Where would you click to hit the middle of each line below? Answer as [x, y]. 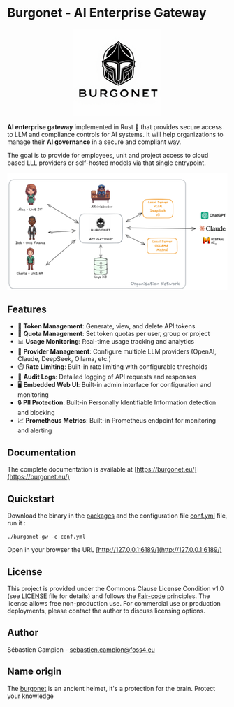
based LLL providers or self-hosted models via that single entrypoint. [107, 163]
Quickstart [31, 498]
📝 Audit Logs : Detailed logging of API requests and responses [107, 377]
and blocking [36, 413]
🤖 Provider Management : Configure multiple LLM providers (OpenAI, [117, 351]
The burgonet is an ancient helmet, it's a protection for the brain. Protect [111, 688]
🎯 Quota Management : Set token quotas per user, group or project [114, 334]
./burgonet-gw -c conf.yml [46, 537]
